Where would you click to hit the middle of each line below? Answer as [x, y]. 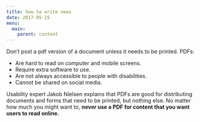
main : [19, 29]
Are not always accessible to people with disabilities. [81, 76]
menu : [13, 23]
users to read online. [33, 114]
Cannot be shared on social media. [58, 83]
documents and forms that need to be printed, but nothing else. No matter [98, 101]
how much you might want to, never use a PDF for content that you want [98, 107]
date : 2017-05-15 [28, 18]
